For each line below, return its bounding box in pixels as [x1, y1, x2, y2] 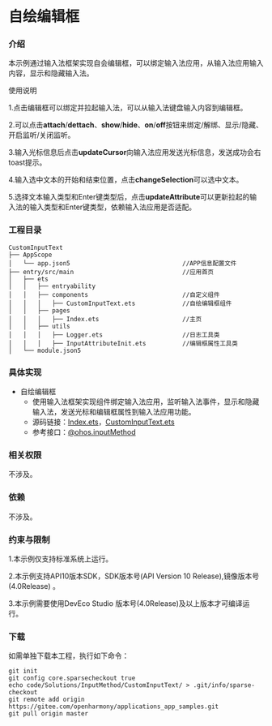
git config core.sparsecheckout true [8, 674, 136, 682]
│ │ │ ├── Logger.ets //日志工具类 [8, 330, 220, 339]
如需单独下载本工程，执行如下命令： [8, 651, 130, 661]
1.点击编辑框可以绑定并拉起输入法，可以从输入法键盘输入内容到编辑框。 [8, 103, 248, 113]
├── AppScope [8, 251, 53, 259]
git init [8, 667, 38, 676]
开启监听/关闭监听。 [8, 131, 75, 140]
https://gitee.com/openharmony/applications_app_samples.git [8, 702, 219, 711]
